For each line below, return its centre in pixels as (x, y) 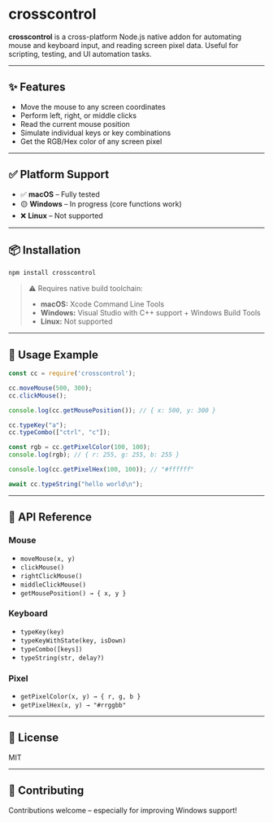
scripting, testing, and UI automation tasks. (80, 54)
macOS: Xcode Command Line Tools (102, 304)
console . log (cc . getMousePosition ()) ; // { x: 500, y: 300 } (113, 410)
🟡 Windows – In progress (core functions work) (101, 203)
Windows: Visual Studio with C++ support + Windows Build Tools (151, 313)
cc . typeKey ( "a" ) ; (38, 425)
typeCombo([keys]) (51, 649)
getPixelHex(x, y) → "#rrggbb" (73, 705)
